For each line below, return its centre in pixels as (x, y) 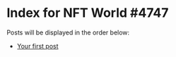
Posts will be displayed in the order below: (68, 32)
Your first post (37, 46)
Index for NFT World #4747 (88, 13)
